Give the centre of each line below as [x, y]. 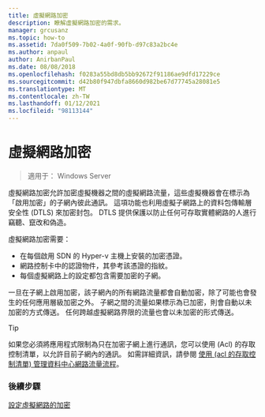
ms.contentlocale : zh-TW [49, 96]
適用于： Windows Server [69, 175]
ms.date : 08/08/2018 [42, 67]
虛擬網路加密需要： [39, 239]
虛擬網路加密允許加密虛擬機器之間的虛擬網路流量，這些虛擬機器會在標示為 [129, 192]
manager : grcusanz [38, 30]
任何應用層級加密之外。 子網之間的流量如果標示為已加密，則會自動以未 [137, 302]
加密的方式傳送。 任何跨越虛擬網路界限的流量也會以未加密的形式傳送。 [123, 312]
